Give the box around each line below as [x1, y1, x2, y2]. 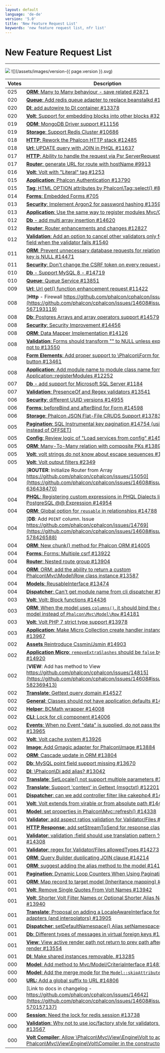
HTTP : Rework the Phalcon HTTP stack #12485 [26, 137, 137, 144]
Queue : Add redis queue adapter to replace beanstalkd [26, 97, 153, 104]
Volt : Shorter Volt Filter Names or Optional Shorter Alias [26, 895, 155, 901]
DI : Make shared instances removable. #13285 [26, 953, 135, 960]
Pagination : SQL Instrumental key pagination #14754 [26, 421, 150, 428]
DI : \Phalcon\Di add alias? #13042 [26, 768, 106, 775]
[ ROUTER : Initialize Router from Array [26, 467, 113, 474]
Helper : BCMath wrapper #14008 [26, 705, 105, 712]
